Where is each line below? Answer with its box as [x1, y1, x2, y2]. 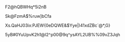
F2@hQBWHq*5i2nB [5, 4, 47, 10]
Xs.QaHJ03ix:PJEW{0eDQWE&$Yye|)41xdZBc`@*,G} [5, 22, 110, 28]
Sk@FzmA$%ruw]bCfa [5, 13, 52, 19]
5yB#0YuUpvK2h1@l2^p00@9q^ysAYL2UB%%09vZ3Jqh [5, 32, 121, 37]
